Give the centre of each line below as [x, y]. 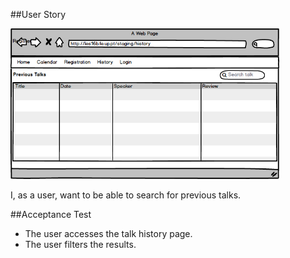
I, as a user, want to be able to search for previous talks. [126, 195]
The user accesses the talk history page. [108, 233]
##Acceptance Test [51, 214]
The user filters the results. [80, 244]
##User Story [38, 14]
